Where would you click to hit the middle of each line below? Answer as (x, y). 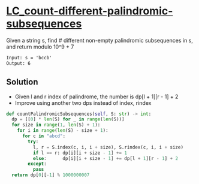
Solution (22, 82)
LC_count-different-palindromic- (90, 11)
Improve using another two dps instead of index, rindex (83, 102)
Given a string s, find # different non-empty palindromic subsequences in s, (100, 40)
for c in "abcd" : (44, 136)
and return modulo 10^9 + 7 (40, 47)
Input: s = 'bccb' (29, 58)
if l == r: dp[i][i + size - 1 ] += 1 (80, 153)
